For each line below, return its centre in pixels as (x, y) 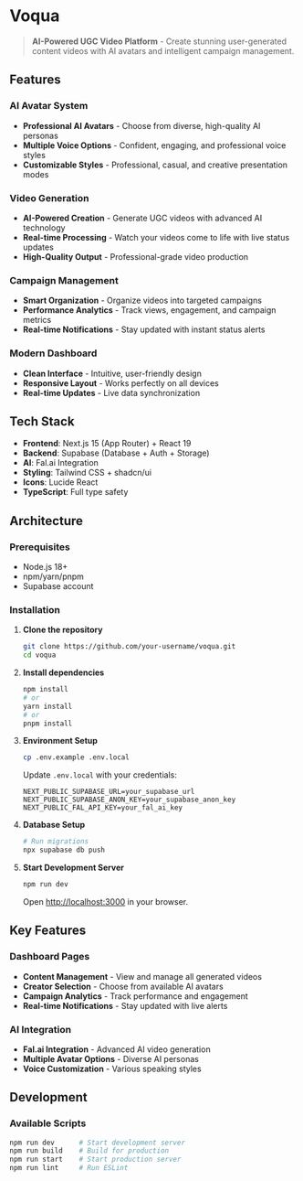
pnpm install (47, 724)
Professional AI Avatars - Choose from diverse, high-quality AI (141, 125)
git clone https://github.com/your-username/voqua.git (129, 647)
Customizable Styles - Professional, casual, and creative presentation (155, 165)
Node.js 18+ (45, 567)
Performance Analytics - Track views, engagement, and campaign (149, 310)
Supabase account (58, 586)
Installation (35, 609)
